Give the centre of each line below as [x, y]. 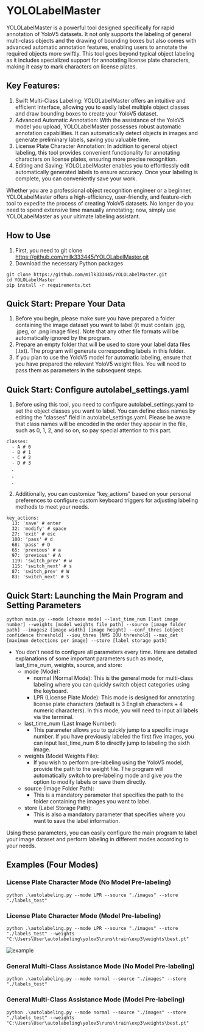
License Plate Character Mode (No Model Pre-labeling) [89, 882]
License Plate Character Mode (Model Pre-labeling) [84, 916]
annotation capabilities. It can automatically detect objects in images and [106, 133]
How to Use [29, 236]
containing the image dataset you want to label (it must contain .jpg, [100, 325]
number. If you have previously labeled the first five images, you [114, 736]
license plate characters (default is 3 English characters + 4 [108, 704]
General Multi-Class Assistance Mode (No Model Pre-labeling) [100, 966]
